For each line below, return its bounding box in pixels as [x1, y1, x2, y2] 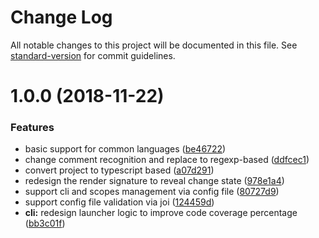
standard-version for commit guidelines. [10, 49, 176, 61]
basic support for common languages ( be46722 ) [24, 143, 227, 155]
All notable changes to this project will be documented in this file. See [10, 39, 298, 51]
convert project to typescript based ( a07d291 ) [24, 164, 215, 176]
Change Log [10, 6, 113, 29]
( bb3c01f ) [24, 217, 66, 230]
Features [10, 121, 55, 135]
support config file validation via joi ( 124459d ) [24, 196, 215, 208]
